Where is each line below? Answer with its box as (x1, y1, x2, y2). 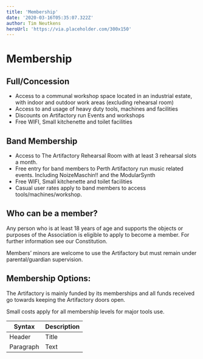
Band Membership (6, 136, 78, 146)
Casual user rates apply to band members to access (15, 184, 146, 192)
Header (9, 332, 31, 341)
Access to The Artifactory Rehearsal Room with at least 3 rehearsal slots (15, 152, 197, 159)
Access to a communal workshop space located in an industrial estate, (15, 92, 193, 100)
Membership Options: (6, 273, 91, 284)
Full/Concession (6, 76, 70, 86)
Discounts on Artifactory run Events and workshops (15, 112, 145, 119)
